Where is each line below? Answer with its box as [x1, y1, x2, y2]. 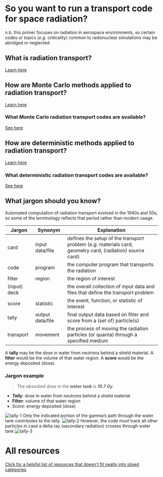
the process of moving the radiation [67, 325, 149, 332]
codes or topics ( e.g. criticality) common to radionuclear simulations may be [5, 35, 158, 40]
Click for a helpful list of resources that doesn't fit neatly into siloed [5, 461, 139, 467]
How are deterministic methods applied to [5, 139, 134, 147]
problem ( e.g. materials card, [67, 241, 133, 248]
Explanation [97, 226, 126, 233]
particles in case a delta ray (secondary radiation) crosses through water [5, 423, 151, 429]
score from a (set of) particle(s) [67, 317, 139, 324]
